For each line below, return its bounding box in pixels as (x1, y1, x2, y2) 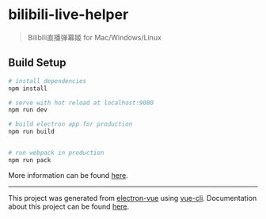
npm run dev (8, 106, 47, 114)
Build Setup (8, 56, 66, 70)
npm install (8, 85, 47, 93)
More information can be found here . (8, 170, 128, 179)
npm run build (8, 128, 55, 136)
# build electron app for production (8, 120, 133, 128)
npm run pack (8, 156, 51, 164)
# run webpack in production (8, 149, 104, 157)
